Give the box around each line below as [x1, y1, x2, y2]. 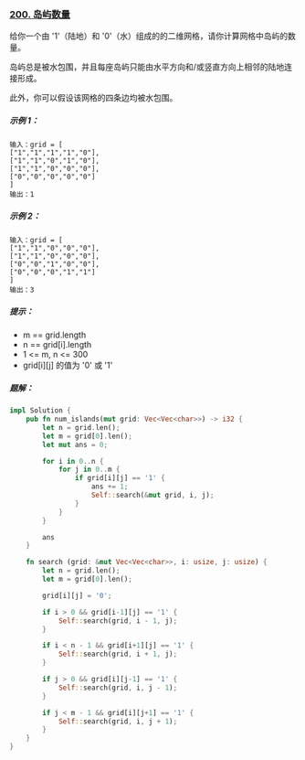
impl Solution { [9, 406, 71, 415]
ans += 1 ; [90, 482, 129, 491]
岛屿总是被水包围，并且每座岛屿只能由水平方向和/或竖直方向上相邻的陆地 [9, 61, 285, 72]
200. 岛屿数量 [9, 7, 71, 20]
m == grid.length [22, 329, 87, 340]
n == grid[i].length [22, 339, 92, 350]
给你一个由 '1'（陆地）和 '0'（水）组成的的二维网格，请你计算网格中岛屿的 [9, 30, 289, 42]
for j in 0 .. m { [58, 465, 121, 475]
